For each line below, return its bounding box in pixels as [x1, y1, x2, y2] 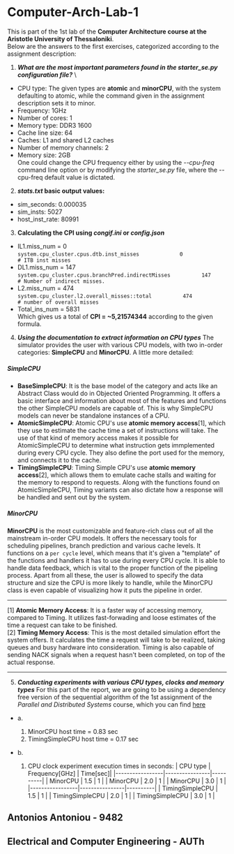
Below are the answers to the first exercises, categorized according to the [7, 42, 219, 50]
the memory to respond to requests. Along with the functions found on [17, 478, 220, 486]
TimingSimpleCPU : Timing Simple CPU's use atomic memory [17, 463, 196, 471]
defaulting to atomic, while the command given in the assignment [17, 91, 205, 100]
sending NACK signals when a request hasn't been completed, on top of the [7, 650, 226, 658]
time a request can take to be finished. [7, 621, 118, 629]
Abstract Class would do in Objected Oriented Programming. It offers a [17, 389, 221, 397]
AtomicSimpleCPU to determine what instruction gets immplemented [17, 441, 214, 449]
